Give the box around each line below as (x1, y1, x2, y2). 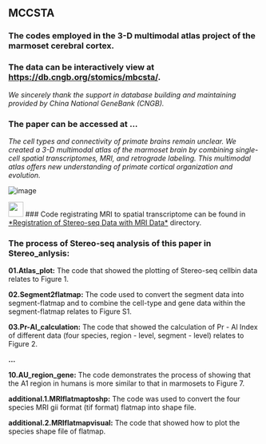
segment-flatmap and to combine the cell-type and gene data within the (8, 299, 246, 308)
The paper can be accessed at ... (8, 118, 138, 129)
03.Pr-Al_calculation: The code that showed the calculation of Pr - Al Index (8, 323, 258, 332)
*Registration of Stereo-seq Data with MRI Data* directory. (8, 217, 202, 227)
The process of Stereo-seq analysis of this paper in (8, 237, 212, 248)
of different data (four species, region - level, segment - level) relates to (8, 331, 244, 340)
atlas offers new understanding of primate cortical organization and (8, 161, 233, 171)
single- (235, 145, 259, 154)
